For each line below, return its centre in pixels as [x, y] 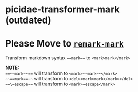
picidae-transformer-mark [62, 9]
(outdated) [29, 20]
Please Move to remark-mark [64, 44]
